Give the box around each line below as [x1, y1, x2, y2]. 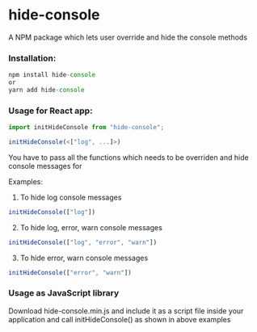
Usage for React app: [8, 105, 93, 116]
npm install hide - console [8, 71, 95, 79]
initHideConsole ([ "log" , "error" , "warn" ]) [8, 238, 158, 246]
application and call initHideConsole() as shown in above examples [8, 314, 231, 324]
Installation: [8, 53, 57, 64]
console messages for [8, 161, 82, 170]
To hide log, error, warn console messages [19, 222, 163, 232]
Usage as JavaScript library [8, 288, 120, 299]
